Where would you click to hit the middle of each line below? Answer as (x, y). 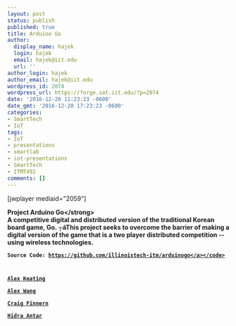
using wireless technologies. (50, 242)
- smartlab (23, 152)
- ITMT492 (22, 171)
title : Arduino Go (34, 34)
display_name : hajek (44, 47)
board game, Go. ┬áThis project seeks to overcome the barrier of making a (118, 227)
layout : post (26, 14)
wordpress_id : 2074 (36, 86)
